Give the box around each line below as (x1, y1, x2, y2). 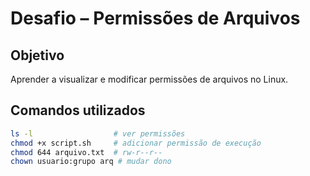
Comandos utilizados (10, 102, 146, 119)
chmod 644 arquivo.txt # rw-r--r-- (10, 147, 163, 157)
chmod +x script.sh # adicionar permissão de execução (10, 138, 262, 148)
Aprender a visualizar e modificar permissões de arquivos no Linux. (10, 73, 289, 85)
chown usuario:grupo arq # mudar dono (10, 157, 172, 167)
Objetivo (10, 47, 65, 64)
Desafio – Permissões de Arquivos (10, 7, 301, 30)
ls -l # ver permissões (10, 128, 186, 139)
